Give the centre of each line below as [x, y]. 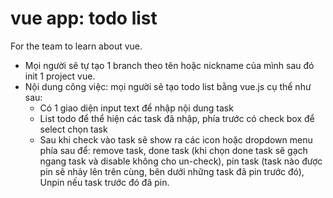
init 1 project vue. [60, 76]
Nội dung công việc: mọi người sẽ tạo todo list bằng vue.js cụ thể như [168, 86]
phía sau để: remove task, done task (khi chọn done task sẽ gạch [173, 150]
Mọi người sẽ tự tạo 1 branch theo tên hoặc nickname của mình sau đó [169, 65]
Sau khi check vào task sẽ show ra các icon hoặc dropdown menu [176, 139]
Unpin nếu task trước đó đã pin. [104, 182]
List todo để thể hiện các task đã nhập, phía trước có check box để [177, 118]
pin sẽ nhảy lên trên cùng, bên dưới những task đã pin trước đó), [172, 171]
